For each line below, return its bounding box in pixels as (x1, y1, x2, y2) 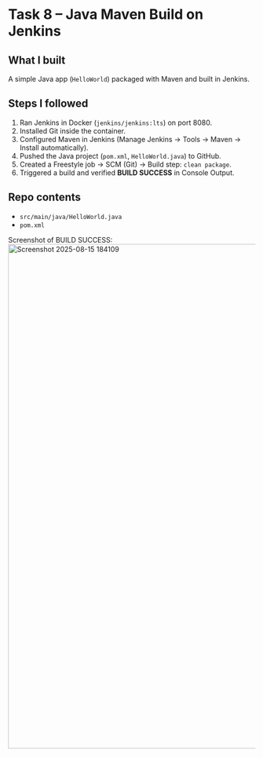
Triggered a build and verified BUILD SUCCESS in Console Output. (19, 167, 235, 177)
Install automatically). (19, 143, 89, 152)
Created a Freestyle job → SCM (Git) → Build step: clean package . (19, 159, 232, 169)
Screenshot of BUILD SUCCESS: (8, 235, 113, 244)
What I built (8, 53, 66, 67)
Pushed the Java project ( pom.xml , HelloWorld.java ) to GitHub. (19, 151, 221, 160)
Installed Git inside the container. (19, 126, 126, 135)
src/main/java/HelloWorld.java (19, 213, 122, 221)
